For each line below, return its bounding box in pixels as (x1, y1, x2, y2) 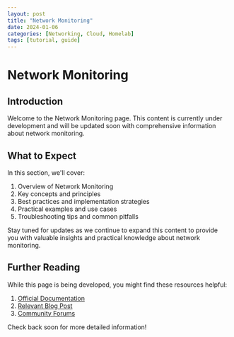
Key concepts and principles (17, 189, 101, 198)
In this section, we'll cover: (7, 168, 85, 177)
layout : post (7, 10, 46, 18)
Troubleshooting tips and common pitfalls (17, 212, 139, 220)
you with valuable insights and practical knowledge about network (7, 233, 200, 241)
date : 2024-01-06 (7, 23, 59, 30)
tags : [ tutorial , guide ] (7, 37, 81, 44)
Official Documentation (17, 294, 85, 302)
